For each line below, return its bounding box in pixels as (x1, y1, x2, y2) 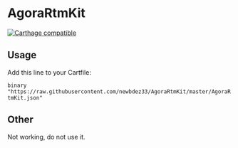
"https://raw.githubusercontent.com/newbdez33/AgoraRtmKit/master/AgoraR (7, 88, 232, 95)
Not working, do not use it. (7, 132, 86, 141)
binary (7, 82, 27, 89)
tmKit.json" (7, 94, 43, 101)
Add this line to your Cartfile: (7, 68, 91, 76)
